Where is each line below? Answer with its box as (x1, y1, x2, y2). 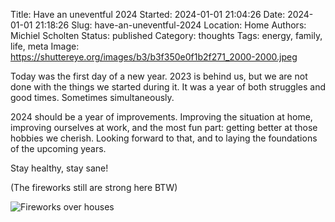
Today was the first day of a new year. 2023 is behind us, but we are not (10, 70, 308, 82)
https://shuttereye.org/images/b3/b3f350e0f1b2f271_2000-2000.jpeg (10, 51, 298, 63)
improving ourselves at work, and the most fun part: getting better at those (10, 122, 318, 133)
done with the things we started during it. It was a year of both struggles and (10, 81, 327, 93)
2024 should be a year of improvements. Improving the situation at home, (10, 111, 313, 123)
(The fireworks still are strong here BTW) (10, 182, 178, 193)
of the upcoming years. (10, 143, 107, 154)
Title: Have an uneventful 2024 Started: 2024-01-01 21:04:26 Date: (10, 9, 286, 20)
